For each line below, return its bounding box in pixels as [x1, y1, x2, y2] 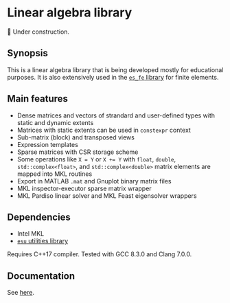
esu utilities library [16, 237, 69, 245]
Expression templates [16, 140, 79, 148]
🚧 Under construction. [7, 27, 70, 36]
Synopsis [7, 47, 48, 59]
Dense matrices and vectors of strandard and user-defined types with [16, 111, 215, 120]
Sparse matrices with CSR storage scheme [16, 148, 139, 156]
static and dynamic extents [16, 118, 94, 126]
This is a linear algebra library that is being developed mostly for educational [7, 65, 224, 74]
